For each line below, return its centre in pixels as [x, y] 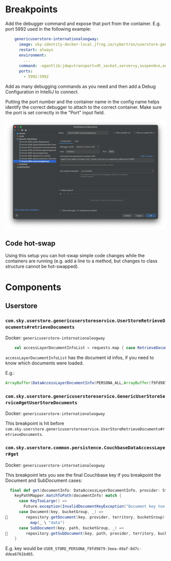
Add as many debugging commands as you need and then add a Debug [81, 86]
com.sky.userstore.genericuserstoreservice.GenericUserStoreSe [85, 396]
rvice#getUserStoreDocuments [41, 403]
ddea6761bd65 [19, 554]
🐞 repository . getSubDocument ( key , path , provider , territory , [81, 533]
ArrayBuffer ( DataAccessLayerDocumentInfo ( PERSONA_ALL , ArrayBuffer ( [78, 383]
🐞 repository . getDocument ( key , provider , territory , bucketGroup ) [85, 517]
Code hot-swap [31, 243]
